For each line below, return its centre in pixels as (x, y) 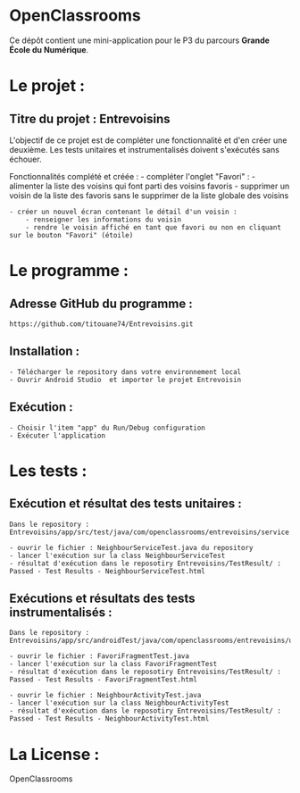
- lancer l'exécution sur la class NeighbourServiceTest (117, 555)
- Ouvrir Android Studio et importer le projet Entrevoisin (125, 380)
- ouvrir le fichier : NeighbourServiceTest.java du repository (131, 547)
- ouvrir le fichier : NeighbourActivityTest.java (105, 696)
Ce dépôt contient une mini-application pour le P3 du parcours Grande (140, 40)
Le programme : (69, 271)
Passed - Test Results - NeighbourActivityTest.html (109, 719)
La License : (54, 754)
